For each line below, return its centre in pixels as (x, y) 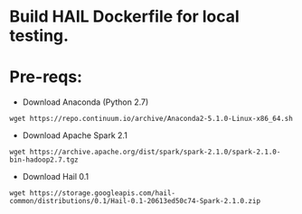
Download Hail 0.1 (56, 177)
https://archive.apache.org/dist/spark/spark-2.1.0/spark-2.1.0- (155, 152)
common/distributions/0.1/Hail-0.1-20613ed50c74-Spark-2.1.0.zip (135, 201)
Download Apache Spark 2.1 (75, 135)
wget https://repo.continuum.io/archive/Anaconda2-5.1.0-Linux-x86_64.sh (151, 119)
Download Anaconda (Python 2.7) (85, 102)
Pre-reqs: (46, 77)
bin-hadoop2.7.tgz (44, 160)
